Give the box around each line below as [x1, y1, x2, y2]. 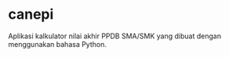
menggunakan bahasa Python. [8, 39, 107, 48]
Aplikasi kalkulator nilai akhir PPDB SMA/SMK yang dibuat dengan [8, 31, 222, 41]
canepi [8, 5, 54, 23]
